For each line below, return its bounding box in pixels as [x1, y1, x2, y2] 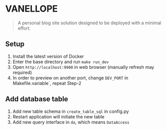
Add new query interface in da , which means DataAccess [12, 119, 130, 125]
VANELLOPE [5, 3, 58, 15]
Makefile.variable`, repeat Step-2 [12, 80, 82, 86]
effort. [17, 25, 31, 31]
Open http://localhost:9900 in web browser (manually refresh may [12, 64, 154, 70]
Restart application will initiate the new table [12, 113, 105, 119]
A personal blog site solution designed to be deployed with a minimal [17, 20, 161, 26]
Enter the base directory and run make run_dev [12, 59, 109, 65]
